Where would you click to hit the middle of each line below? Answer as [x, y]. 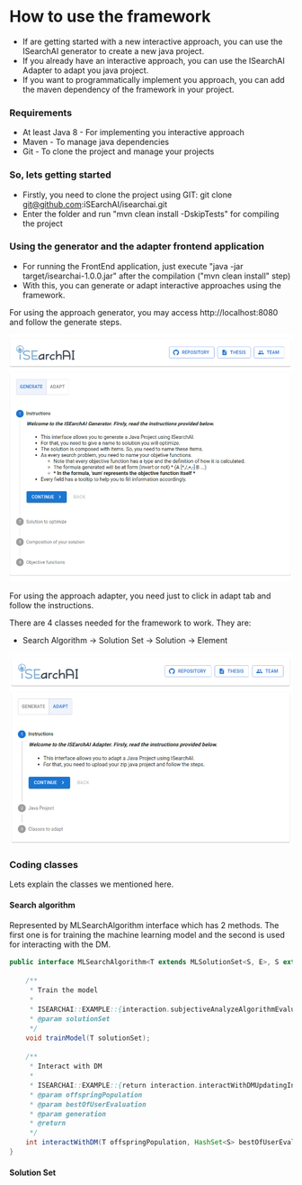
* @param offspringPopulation [86, 1095]
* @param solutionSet [70, 1019]
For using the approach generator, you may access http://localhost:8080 [144, 312]
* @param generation [67, 1114]
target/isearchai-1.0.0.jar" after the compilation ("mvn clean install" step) [156, 276]
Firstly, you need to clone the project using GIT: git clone [127, 195]
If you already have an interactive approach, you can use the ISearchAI [153, 60]
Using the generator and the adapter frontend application [137, 247]
